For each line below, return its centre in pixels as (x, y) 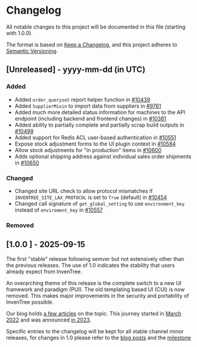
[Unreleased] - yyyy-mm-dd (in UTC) (76, 70)
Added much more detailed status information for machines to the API (100, 112)
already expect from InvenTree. (44, 272)
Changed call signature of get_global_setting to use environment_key (100, 203)
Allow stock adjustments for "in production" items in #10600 (88, 150)
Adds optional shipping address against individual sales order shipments (103, 156)
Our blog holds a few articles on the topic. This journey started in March (94, 313)
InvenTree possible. (30, 302)
